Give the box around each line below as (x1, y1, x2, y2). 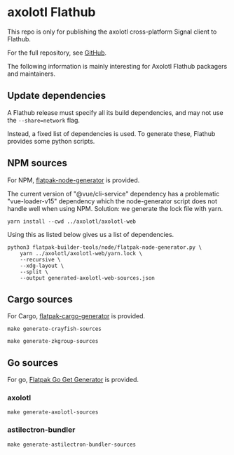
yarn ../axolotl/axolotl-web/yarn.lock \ (20, 250, 142, 257)
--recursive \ (20, 256, 61, 263)
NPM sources (7, 157, 68, 169)
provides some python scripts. (7, 137, 95, 145)
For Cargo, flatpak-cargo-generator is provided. (7, 312, 146, 320)
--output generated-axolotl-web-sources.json (20, 274, 156, 281)
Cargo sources (7, 293, 74, 305)
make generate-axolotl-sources (7, 409, 99, 416)
